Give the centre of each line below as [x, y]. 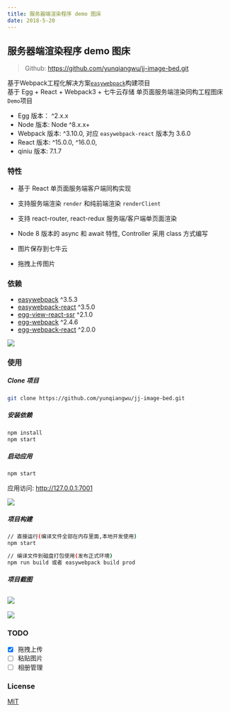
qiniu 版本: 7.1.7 [40, 151]
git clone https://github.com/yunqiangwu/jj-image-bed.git [96, 398]
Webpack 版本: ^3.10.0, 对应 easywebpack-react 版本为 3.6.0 [104, 134]
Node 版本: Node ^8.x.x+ [54, 125]
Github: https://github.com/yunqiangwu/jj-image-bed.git [107, 69]
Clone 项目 [23, 380]
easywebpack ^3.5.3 [47, 299]
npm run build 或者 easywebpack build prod [71, 563]
